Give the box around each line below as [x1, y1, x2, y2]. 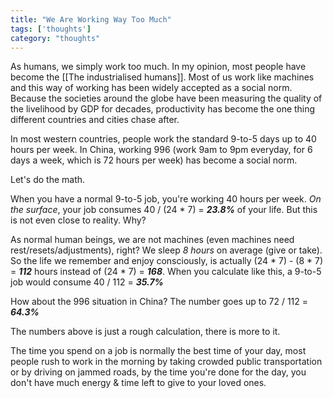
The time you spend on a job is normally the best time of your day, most [10, 345, 307, 357]
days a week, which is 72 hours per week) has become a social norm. [10, 154, 298, 166]
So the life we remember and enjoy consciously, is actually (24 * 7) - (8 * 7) [10, 255, 324, 267]
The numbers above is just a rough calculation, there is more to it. [10, 326, 281, 338]
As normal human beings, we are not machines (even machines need [10, 234, 295, 246]
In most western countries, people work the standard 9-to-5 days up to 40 [10, 133, 317, 145]
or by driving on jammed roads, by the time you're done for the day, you [10, 366, 307, 378]
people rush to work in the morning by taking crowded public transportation [10, 356, 323, 368]
